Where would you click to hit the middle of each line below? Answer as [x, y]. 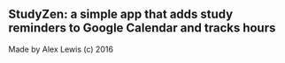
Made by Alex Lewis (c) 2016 [61, 49]
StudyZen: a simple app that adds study [121, 14]
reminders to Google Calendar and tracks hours [142, 28]
